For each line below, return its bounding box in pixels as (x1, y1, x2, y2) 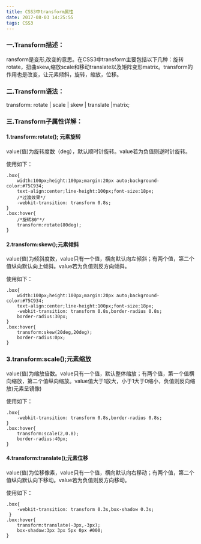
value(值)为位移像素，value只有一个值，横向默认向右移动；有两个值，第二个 (6, 469, 195, 476)
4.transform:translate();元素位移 (6, 455, 89, 462)
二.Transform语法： (6, 87, 65, 95)
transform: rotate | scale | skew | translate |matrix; (6, 101, 130, 108)
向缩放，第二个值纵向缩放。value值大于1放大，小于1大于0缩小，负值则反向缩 (6, 377, 196, 384)
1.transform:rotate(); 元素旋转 (6, 133, 81, 141)
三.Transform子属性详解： (6, 117, 83, 125)
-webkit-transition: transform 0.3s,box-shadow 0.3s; (17, 506, 154, 512)
